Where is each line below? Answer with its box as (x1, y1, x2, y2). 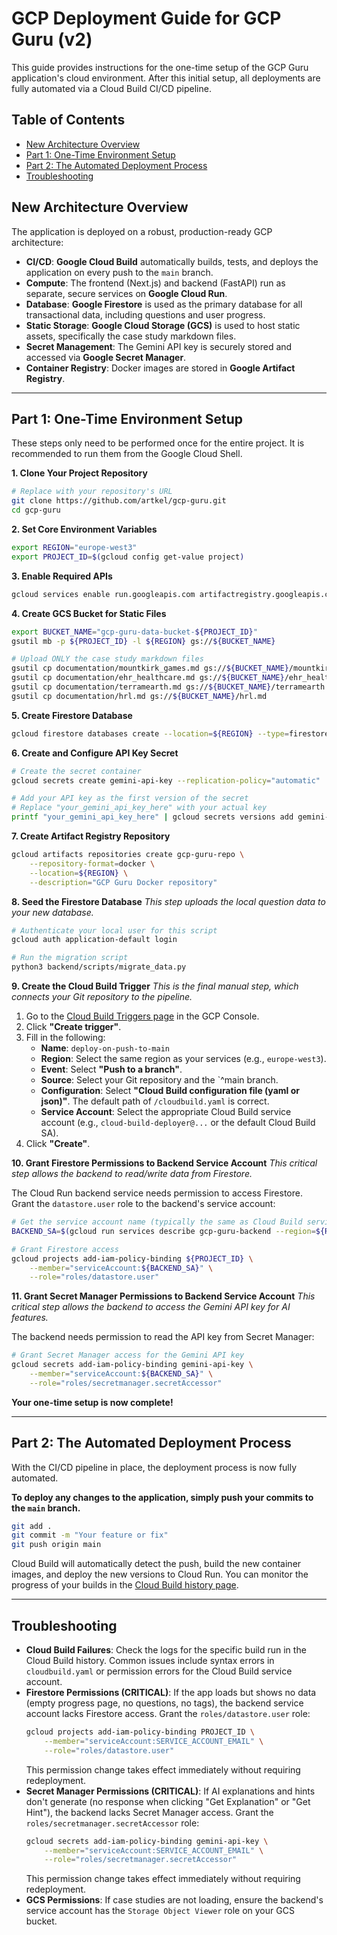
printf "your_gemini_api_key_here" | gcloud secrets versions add (11, 812, 294, 822)
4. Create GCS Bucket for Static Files (11, 607, 167, 619)
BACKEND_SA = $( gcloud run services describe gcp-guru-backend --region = (11, 1226, 316, 1236)
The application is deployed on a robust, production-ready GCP (11, 225, 273, 237)
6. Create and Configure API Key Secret (11, 747, 179, 759)
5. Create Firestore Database (11, 709, 133, 721)
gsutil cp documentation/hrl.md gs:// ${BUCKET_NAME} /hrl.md (11, 691, 268, 701)
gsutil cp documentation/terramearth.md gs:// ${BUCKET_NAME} (11, 682, 272, 692)
